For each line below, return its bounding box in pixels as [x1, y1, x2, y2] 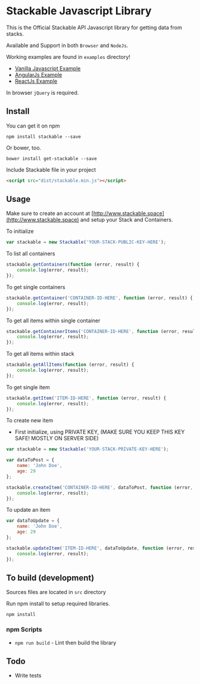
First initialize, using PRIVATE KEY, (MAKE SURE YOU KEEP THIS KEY [14, 428, 185, 436]
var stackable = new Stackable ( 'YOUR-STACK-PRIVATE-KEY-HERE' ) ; [6, 446, 169, 452]
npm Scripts [6, 626, 43, 634]
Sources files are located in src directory [6, 589, 106, 596]
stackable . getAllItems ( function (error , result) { [6, 362, 135, 368]
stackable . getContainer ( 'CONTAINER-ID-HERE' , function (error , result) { [6, 295, 193, 301]
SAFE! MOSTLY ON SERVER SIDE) [14, 435, 99, 442]
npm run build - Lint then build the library [14, 639, 117, 646]
